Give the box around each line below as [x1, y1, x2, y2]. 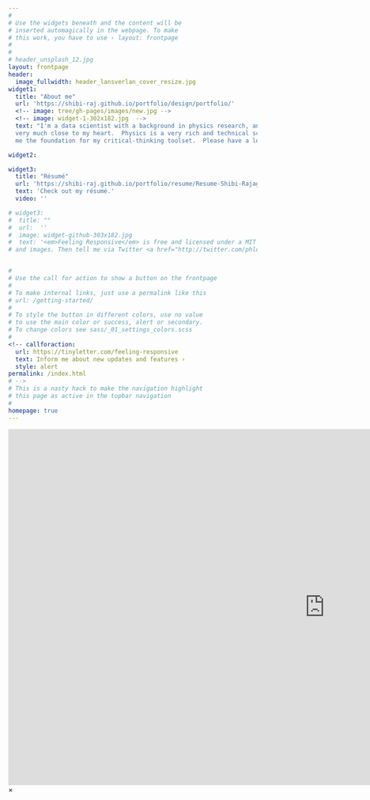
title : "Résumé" [15, 173, 69, 180]
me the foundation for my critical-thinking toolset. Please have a [15, 136, 249, 145]
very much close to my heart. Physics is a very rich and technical [15, 129, 249, 137]
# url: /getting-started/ [8, 296, 93, 305]
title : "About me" [15, 93, 77, 100]
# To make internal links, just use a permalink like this [8, 289, 207, 297]
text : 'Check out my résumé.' [15, 188, 115, 195]
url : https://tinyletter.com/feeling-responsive [15, 347, 179, 356]
